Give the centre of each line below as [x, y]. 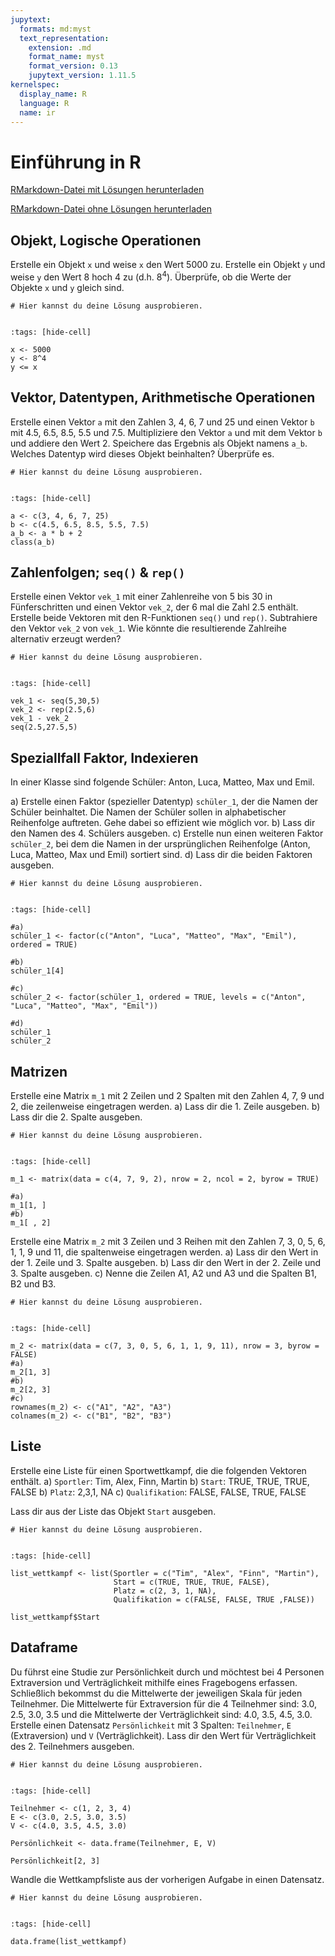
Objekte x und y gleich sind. [67, 287]
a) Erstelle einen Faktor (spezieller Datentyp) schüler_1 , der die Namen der [164, 802]
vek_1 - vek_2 [40, 719]
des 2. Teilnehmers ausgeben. [72, 1746]
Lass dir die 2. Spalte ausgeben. [76, 1117]
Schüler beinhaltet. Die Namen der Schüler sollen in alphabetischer [148, 812]
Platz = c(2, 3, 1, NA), [165, 1591]
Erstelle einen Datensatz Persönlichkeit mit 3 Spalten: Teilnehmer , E [151, 1725]
